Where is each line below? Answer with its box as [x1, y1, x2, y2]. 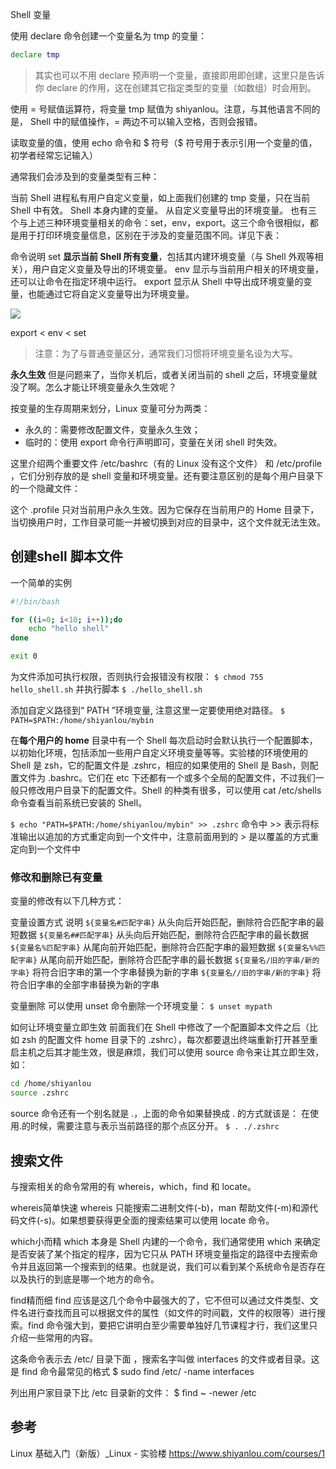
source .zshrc [10, 1088, 70, 1098]
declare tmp [10, 50, 60, 60]
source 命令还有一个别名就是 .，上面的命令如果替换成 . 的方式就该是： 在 [10, 1108, 311, 1120]
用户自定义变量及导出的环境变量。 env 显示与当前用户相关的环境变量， [31, 263, 324, 275]
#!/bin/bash [10, 596, 60, 607]
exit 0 [10, 651, 38, 662]
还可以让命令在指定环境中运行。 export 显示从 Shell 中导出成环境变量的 [10, 275, 304, 287]
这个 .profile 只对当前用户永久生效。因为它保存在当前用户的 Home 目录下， [10, 503, 320, 515]
